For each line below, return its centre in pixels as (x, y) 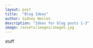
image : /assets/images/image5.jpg (40, 28)
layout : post (18, 9)
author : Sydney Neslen (28, 18)
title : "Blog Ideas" (27, 14)
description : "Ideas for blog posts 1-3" (47, 23)
